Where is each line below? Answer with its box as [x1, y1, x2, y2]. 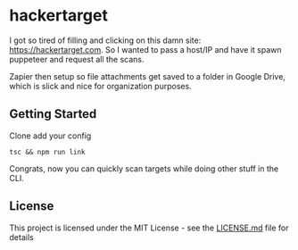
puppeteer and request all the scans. [9, 54, 145, 64]
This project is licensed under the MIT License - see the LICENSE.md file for [9, 222, 289, 233]
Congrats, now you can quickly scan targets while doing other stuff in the [9, 162, 279, 174]
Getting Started [9, 106, 97, 121]
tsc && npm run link [9, 147, 87, 156]
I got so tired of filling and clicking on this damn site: [9, 35, 202, 46]
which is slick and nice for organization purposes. [9, 80, 192, 91]
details [9, 231, 34, 242]
